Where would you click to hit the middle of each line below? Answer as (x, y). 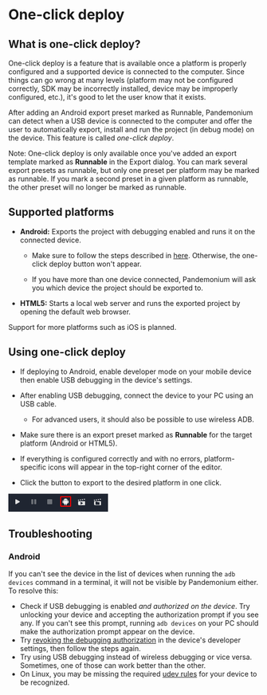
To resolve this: (33, 591)
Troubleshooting (51, 534)
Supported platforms (61, 212)
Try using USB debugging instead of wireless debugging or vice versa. (136, 657)
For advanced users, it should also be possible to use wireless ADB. (143, 419)
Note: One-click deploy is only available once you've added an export (122, 153)
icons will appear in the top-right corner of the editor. (135, 467)
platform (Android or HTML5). (69, 443)
